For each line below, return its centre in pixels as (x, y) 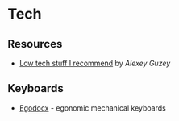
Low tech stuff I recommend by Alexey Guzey (95, 63)
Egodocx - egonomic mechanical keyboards (92, 108)
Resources (35, 44)
